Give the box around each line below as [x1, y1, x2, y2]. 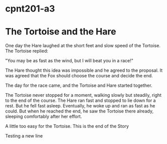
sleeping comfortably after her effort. [5, 113, 82, 119]
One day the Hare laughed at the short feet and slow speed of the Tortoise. [5, 43, 161, 49]
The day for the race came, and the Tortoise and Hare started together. [5, 82, 152, 88]
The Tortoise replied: [5, 48, 49, 54]
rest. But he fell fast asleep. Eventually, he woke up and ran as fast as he [5, 103, 155, 109]
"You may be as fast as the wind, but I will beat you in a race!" [5, 58, 134, 64]
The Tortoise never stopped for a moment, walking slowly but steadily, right [5, 92, 162, 98]
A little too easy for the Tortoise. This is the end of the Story [5, 123, 129, 129]
